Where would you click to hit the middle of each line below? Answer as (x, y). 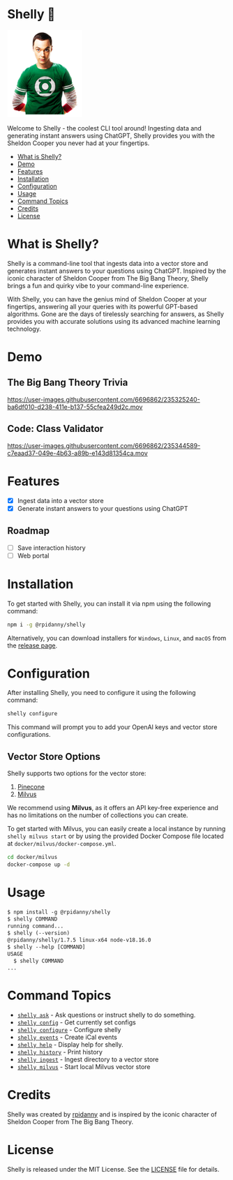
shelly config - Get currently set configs (76, 1022)
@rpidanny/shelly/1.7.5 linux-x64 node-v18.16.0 (79, 940)
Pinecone (31, 787)
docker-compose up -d (39, 865)
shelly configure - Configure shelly (69, 1029)
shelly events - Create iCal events (67, 1037)
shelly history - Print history (60, 1052)
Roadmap (29, 531)
